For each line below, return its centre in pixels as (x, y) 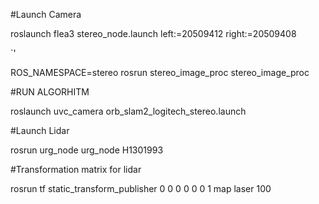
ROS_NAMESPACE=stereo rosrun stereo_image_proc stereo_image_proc (160, 72)
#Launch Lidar (40, 130)
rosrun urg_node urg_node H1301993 (87, 150)
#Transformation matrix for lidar (76, 169)
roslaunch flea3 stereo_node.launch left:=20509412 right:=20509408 (153, 33)
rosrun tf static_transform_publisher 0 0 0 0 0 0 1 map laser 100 (141, 188)
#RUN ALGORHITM (50, 92)
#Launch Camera (46, 14)
